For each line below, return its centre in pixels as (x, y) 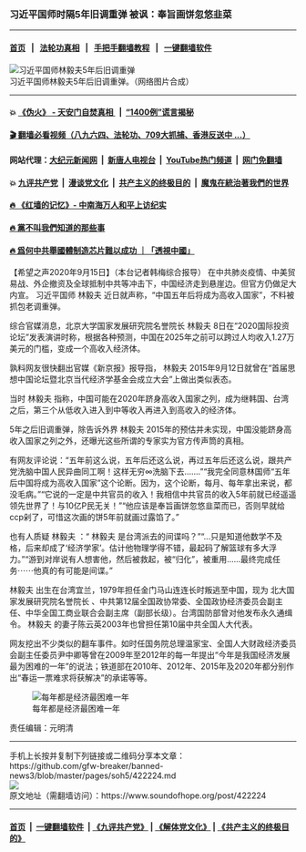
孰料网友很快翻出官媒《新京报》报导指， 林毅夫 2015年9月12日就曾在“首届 (149, 368)
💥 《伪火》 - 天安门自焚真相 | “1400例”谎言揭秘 (102, 112)
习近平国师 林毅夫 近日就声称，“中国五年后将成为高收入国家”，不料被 (165, 295)
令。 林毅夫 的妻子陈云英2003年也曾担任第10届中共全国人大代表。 (133, 624)
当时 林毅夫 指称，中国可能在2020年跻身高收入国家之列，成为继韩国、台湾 (149, 399)
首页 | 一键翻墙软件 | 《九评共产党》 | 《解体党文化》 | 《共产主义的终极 (146, 826)
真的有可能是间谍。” (77, 570)
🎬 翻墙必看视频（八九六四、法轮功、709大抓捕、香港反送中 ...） (130, 135)
